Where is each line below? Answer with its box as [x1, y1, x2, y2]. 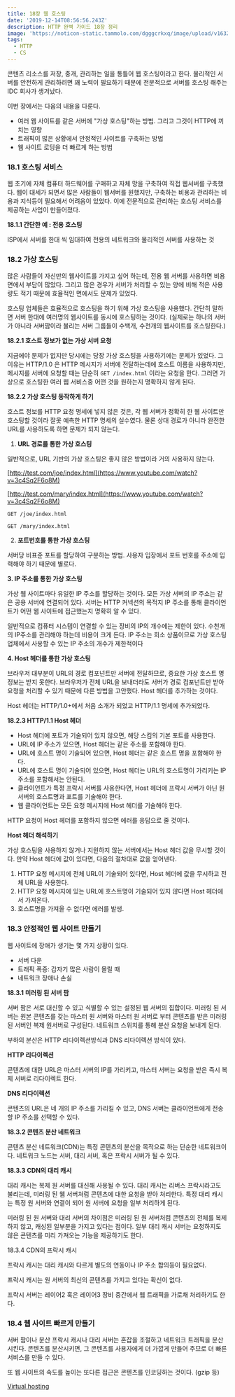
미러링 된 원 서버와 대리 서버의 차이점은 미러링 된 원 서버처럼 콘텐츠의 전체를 [7, 1213, 215, 1222]
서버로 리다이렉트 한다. [14, 1074, 77, 1083]
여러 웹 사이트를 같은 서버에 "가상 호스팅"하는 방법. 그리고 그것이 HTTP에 [17, 116, 217, 125]
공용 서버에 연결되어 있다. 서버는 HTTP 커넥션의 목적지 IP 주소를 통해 [14, 598, 203, 606]
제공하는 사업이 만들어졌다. [7, 206, 80, 214]
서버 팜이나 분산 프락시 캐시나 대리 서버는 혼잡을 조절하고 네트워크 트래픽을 [7, 1335, 211, 1344]
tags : [7, 36, 23, 43]
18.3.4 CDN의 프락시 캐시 [7, 1246, 78, 1254]
